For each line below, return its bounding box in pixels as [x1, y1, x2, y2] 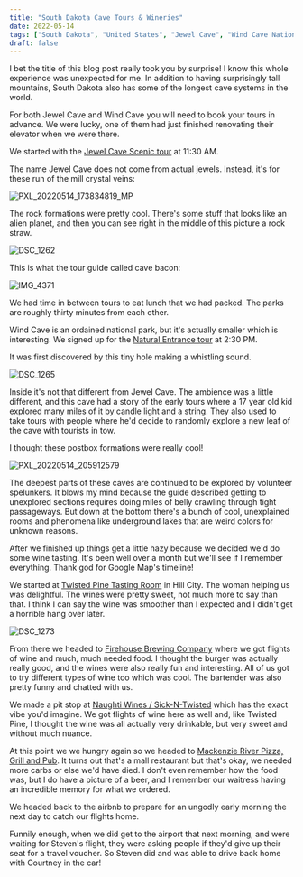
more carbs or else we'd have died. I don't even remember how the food [9, 765, 279, 776]
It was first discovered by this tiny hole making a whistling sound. [9, 351, 252, 362]
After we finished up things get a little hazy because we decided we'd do [9, 543, 280, 554]
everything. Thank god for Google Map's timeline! [9, 562, 194, 574]
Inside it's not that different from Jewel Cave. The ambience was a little [9, 387, 273, 397]
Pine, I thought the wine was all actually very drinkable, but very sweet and [9, 719, 288, 730]
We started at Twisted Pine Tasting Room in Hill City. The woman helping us [9, 580, 290, 591]
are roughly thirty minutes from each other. [9, 307, 170, 318]
